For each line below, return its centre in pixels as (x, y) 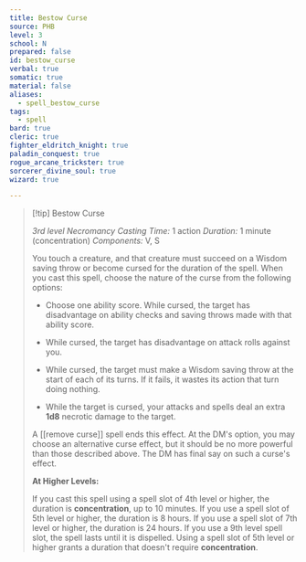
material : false (40, 86)
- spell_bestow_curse (59, 103)
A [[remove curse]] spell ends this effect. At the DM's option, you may (163, 434)
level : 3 (26, 35)
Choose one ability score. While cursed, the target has (148, 305)
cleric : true (34, 137)
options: (47, 288)
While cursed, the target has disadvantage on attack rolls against (168, 343)
